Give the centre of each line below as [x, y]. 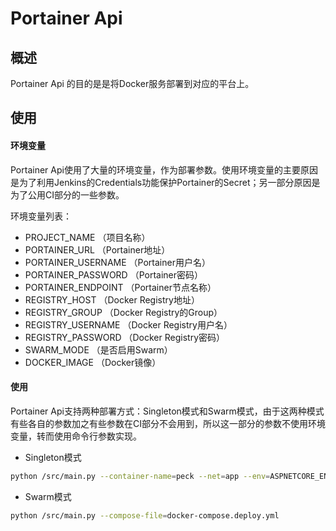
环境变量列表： [41, 216]
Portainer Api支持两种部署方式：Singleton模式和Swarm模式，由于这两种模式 [167, 411]
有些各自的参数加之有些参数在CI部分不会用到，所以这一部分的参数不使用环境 [168, 423]
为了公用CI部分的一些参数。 [67, 194]
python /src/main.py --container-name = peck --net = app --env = [140, 476]
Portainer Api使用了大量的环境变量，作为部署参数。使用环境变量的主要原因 [164, 169]
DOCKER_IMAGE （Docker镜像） [93, 362]
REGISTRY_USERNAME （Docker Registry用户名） [128, 324]
